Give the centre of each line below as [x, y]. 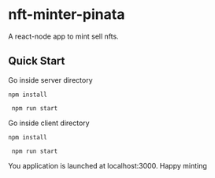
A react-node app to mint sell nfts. [64, 36]
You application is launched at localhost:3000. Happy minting [107, 165]
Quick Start [37, 61]
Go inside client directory [49, 123]
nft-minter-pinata [67, 15]
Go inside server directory [50, 80]
